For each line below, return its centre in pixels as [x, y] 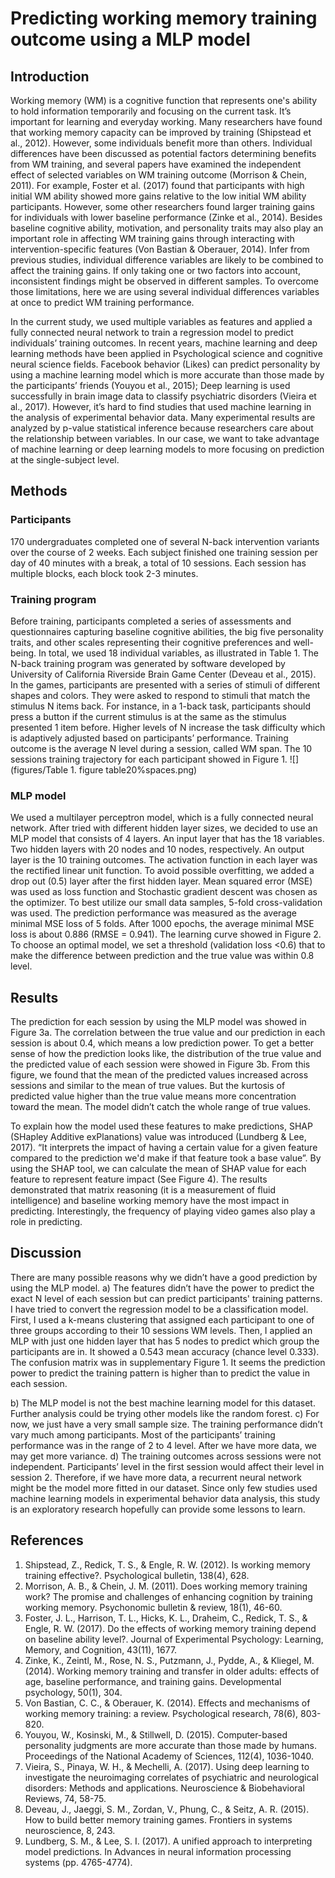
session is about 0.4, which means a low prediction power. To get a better [162, 1043]
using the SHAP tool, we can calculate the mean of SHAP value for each [158, 1169]
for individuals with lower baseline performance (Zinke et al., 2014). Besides [166, 217]
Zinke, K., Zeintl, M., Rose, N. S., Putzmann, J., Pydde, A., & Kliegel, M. [169, 1660]
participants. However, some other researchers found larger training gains [162, 206]
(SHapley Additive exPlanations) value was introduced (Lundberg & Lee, [158, 1137]
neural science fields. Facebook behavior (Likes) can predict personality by [165, 364]
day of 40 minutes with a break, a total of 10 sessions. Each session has [158, 563]
